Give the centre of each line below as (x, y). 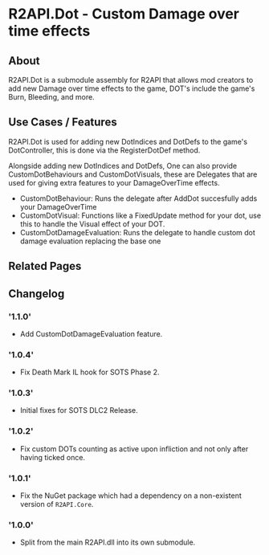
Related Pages (45, 266)
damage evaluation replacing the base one (90, 241)
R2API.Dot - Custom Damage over (124, 14)
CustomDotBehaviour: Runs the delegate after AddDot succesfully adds (139, 198)
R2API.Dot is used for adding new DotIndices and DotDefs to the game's (128, 141)
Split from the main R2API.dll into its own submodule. (108, 542)
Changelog (37, 294)
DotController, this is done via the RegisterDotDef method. (104, 150)
